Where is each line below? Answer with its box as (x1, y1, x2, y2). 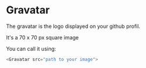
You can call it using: (6, 45, 56, 52)
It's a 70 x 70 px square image (6, 34, 79, 41)
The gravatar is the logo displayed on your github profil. (6, 23, 141, 30)
